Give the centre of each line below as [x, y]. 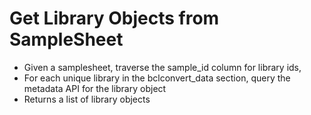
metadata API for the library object [95, 88]
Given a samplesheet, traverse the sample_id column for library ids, [162, 67]
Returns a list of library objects [87, 99]
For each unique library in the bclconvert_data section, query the [157, 78]
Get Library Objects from [114, 18]
